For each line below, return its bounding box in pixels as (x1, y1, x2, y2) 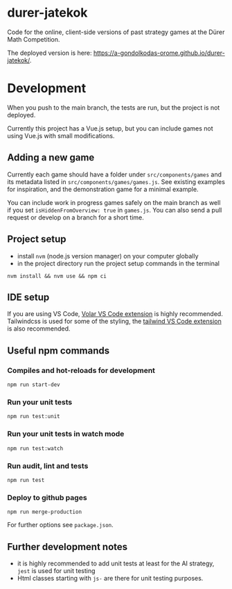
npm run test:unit (7, 413, 60, 420)
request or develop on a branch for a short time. (7, 213, 144, 222)
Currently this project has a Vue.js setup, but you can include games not (7, 124, 213, 133)
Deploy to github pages (7, 492, 88, 502)
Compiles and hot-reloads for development (7, 365, 156, 375)
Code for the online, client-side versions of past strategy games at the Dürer (7, 28, 225, 36)
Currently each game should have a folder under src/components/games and (7, 170, 222, 179)
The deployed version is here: (7, 49, 92, 57)
